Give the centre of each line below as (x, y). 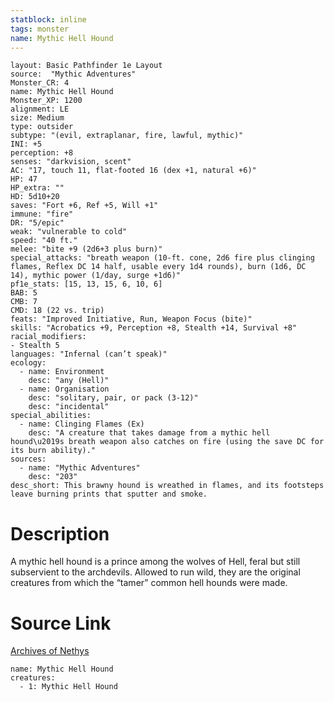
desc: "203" (53, 477)
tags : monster (40, 29)
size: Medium (37, 118)
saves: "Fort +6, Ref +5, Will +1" (84, 206)
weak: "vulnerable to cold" (69, 232)
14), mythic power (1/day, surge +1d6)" (96, 276)
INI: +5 (26, 144)
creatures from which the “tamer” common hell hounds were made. (149, 583)
